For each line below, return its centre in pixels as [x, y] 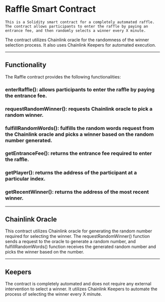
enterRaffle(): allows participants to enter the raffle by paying [80, 89]
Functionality [26, 65]
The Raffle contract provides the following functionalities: [63, 76]
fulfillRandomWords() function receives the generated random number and [81, 247]
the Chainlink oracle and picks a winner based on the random [79, 134]
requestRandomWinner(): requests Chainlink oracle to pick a [79, 109]
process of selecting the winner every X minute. [54, 294]
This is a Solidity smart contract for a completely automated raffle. [80, 22]
